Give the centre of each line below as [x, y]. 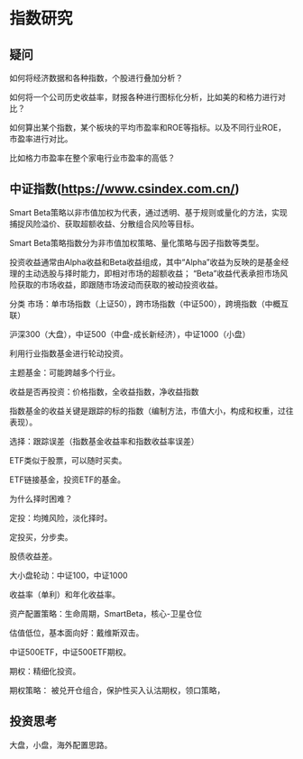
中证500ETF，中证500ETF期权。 [70, 652]
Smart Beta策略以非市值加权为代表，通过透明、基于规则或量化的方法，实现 [148, 212]
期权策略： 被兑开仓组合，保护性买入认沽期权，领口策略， [117, 690]
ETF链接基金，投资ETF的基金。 [68, 480]
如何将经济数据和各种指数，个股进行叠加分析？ [96, 78]
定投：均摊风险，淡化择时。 [61, 517]
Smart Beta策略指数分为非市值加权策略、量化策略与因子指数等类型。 [137, 242]
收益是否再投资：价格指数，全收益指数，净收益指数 [104, 391]
